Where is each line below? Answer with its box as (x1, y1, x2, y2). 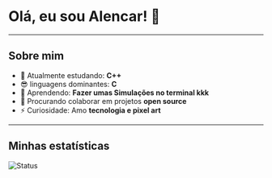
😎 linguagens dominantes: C (19, 79, 117, 89)
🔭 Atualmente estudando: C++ (19, 70, 122, 80)
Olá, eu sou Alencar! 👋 (8, 7, 160, 26)
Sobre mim (8, 49, 65, 63)
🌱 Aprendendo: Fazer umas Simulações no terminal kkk (19, 88, 209, 97)
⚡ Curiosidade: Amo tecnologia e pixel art (19, 105, 161, 115)
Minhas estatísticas (8, 139, 110, 153)
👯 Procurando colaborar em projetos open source (19, 96, 187, 106)
